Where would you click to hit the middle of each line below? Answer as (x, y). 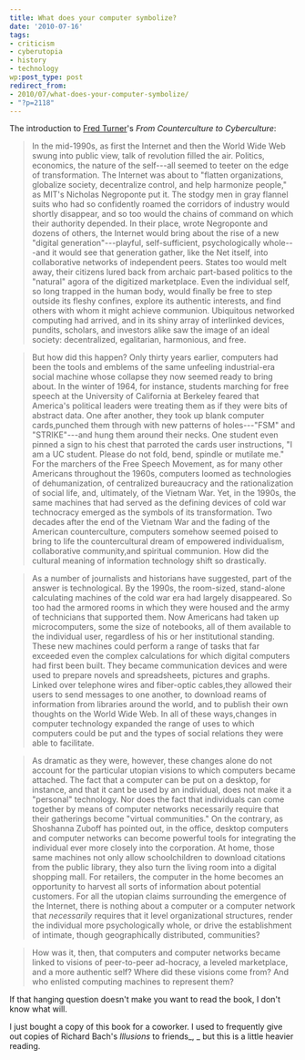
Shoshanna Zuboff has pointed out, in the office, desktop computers (160, 828)
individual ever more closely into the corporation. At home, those (153, 848)
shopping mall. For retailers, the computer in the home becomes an (158, 877)
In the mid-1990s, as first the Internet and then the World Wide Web (158, 146)
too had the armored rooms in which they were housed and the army (160, 608)
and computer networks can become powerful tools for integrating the (164, 839)
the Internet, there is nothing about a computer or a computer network (163, 906)
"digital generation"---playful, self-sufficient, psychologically (146, 243)
